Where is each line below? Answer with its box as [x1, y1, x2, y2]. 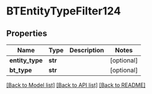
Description [69, 46, 105, 54]
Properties [6, 28, 47, 39]
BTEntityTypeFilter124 [6, 4, 122, 18]
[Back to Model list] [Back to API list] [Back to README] [6, 81, 146, 89]
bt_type [9, 66, 32, 74]
